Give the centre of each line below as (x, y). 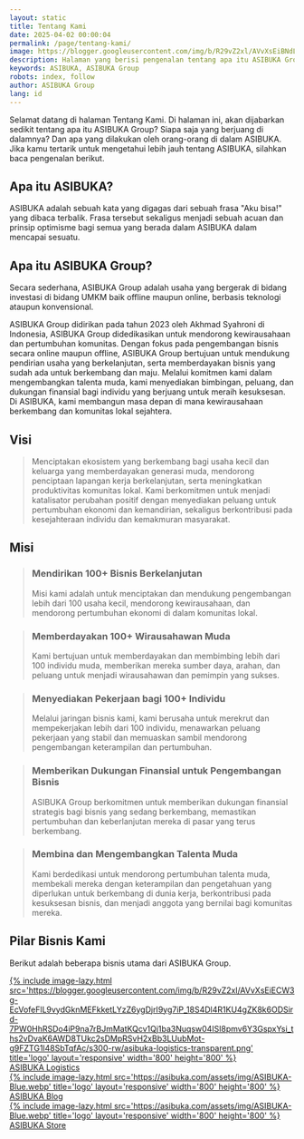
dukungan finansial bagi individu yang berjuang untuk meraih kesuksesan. (148, 392)
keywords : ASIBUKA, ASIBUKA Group (75, 69)
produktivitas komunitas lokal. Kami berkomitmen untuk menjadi (151, 490)
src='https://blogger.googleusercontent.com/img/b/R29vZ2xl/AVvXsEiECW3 (152, 990)
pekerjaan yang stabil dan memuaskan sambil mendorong (139, 738)
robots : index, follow (52, 77)
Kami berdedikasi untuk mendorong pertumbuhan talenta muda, (151, 874)
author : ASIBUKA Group (52, 85)
